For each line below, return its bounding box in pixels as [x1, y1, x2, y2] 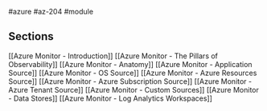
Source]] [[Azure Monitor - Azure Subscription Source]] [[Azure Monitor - [8, 76, 253, 86]
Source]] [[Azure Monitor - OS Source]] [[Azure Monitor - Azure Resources [8, 68, 257, 77]
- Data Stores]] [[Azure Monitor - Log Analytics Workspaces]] [8, 93, 213, 103]
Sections [8, 30, 54, 43]
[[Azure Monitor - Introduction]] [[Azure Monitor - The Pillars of [8, 51, 219, 61]
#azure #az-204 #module [8, 7, 94, 16]
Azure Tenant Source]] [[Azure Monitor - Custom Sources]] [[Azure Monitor [8, 85, 259, 94]
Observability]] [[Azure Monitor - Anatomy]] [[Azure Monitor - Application [8, 59, 253, 69]
